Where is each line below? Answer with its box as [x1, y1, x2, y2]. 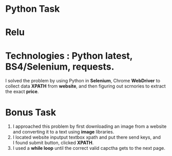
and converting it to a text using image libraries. [12, 129, 114, 135]
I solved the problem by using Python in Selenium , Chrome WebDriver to [5, 78, 161, 84]
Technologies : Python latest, [5, 50, 133, 61]
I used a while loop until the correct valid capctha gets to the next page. [12, 145, 165, 151]
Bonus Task [5, 106, 56, 118]
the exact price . [5, 88, 39, 95]
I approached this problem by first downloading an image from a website [12, 123, 167, 129]
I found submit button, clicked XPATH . [12, 140, 94, 146]
